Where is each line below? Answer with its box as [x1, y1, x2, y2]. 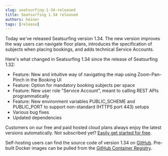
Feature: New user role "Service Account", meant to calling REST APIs [12, 87, 159, 94]
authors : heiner [5, 17, 39, 22]
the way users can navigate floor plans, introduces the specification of [5, 41, 152, 47]
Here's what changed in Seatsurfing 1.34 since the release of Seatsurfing [5, 56, 158, 63]
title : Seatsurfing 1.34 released [5, 12, 78, 17]
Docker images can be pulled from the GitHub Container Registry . [15, 145, 152, 151]
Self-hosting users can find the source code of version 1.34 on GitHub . [5, 140, 153, 146]
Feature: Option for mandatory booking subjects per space [12, 82, 135, 88]
